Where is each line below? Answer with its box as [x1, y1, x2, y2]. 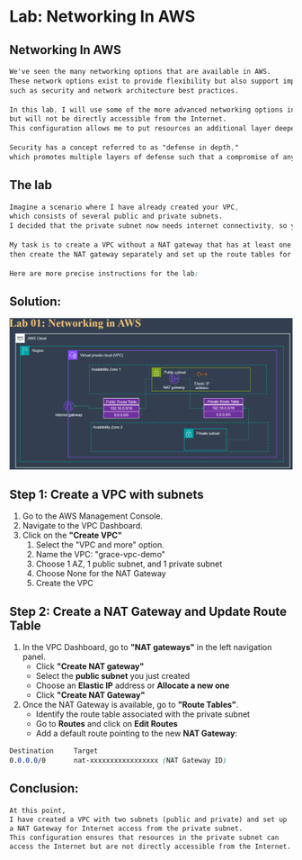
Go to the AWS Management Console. [22, 511, 164, 521]
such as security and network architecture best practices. [9, 86, 240, 95]
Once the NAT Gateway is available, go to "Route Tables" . [22, 700, 239, 711]
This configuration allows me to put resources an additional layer [9, 124, 271, 133]
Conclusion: [9, 781, 79, 796]
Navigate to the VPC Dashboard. [22, 521, 143, 531]
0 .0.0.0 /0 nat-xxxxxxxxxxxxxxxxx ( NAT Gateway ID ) [9, 756, 227, 765]
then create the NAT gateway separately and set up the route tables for [9, 249, 292, 258]
